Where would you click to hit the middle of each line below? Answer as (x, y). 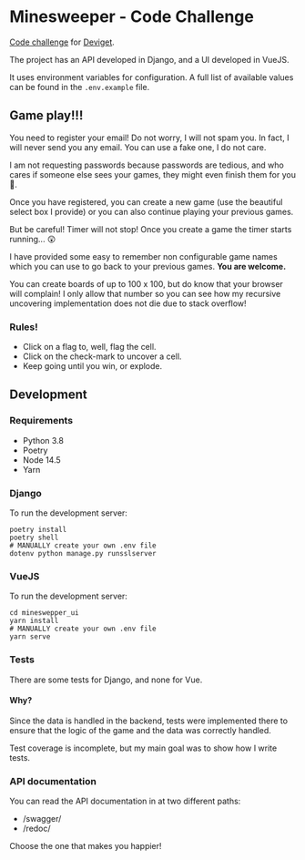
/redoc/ (37, 829)
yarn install (34, 621)
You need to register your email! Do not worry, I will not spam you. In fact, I (149, 138)
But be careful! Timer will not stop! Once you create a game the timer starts (151, 229)
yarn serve (30, 637)
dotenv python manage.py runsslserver (83, 554)
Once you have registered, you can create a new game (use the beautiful (146, 201)
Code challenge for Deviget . (62, 42)
